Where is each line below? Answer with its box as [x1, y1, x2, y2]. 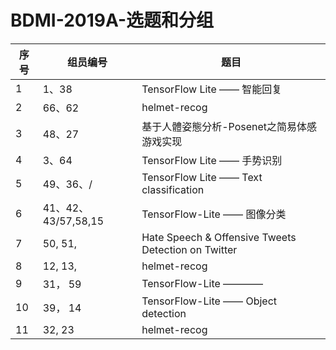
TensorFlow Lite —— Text [141, 170, 263, 184]
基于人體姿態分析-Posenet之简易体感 [141, 119, 318, 133]
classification [141, 182, 205, 196]
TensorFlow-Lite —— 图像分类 [141, 207, 287, 221]
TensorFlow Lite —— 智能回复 [141, 82, 283, 96]
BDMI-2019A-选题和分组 [10, 9, 215, 32]
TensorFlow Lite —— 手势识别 [141, 153, 283, 167]
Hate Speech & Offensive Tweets [141, 230, 297, 244]
